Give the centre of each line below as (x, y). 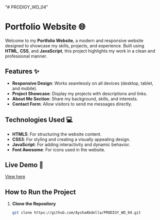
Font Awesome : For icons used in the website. (59, 150)
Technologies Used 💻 (39, 120)
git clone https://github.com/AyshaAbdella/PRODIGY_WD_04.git (76, 213)
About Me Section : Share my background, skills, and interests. (75, 99)
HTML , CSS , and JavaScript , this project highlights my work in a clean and (80, 51)
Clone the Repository (34, 204)
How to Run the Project (41, 192)
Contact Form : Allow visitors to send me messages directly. (72, 104)
